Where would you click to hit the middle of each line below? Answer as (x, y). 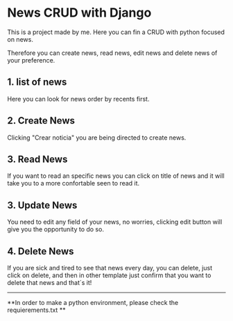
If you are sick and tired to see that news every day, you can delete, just (110, 268)
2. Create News (41, 121)
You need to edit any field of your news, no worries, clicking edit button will (115, 222)
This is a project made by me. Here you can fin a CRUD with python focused (116, 32)
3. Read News (37, 159)
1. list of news (37, 82)
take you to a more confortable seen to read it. (74, 183)
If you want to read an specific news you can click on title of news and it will (116, 176)
